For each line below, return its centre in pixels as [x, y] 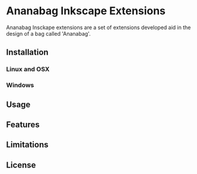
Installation [27, 53]
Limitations [27, 145]
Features [23, 124]
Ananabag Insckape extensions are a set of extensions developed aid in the [99, 27]
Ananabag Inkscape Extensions [86, 11]
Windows [20, 86]
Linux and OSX [28, 69]
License [21, 165]
